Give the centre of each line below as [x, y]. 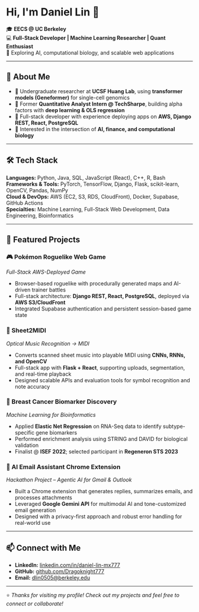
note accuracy [32, 386]
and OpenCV [31, 361]
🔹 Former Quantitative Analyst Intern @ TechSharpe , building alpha [98, 104]
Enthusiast [20, 46]
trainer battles [49, 290]
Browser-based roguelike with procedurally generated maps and [94, 284]
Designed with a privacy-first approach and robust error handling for [98, 516]
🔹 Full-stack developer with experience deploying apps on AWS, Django [103, 116]
